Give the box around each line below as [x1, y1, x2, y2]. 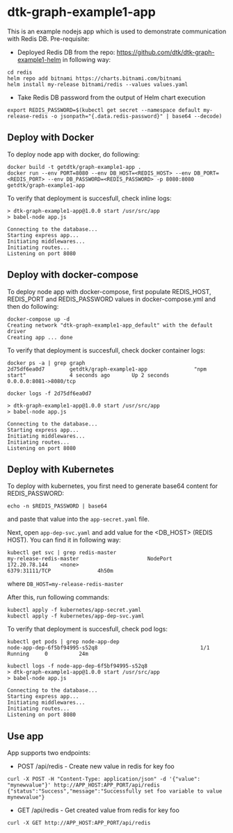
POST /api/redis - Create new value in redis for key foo [17, 762, 175, 770]
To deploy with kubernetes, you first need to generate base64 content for [7, 482, 218, 490]
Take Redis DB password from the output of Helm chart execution [17, 93, 206, 102]
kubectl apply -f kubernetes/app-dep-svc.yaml [7, 613, 145, 620]
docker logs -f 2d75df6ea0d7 [7, 390, 92, 397]
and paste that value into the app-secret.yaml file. [7, 515, 150, 524]
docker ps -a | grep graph [7, 359, 86, 366]
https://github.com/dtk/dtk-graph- [116, 48, 215, 56]
